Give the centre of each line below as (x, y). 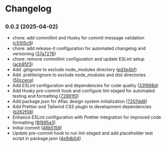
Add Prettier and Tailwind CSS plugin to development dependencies (82, 107)
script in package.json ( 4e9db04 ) (47, 138)
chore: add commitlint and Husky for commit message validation (78, 38)
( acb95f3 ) (23, 64)
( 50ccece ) (23, 80)
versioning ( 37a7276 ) (34, 54)
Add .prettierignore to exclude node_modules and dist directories (79, 75)
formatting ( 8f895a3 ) (34, 122)
